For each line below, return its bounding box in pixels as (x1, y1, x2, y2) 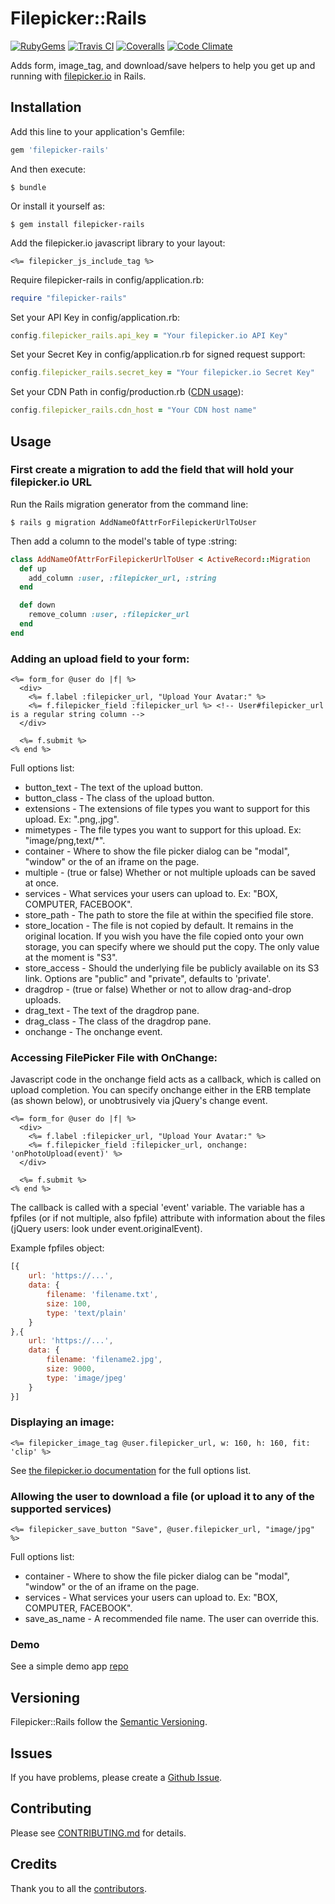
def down (19, 600, 56, 611)
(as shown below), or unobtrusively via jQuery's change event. (10, 1095, 268, 1107)
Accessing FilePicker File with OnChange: (10, 1051, 218, 1065)
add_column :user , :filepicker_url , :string (28, 573, 217, 583)
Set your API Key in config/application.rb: (10, 311, 180, 323)
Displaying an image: (10, 1415, 115, 1429)
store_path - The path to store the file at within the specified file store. (24, 909, 314, 921)
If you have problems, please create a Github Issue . (10, 1772, 223, 1784)
